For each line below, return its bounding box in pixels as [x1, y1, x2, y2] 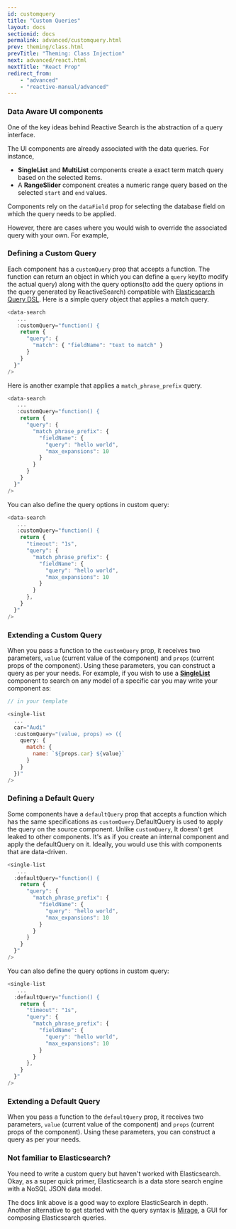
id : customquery [7, 10, 55, 18]
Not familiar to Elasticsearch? [7, 1153, 111, 1163]
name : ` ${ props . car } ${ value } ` [33, 750, 125, 757]
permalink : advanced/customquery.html [7, 37, 122, 44]
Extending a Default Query [7, 1096, 101, 1106]
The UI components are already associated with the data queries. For [7, 144, 210, 153]
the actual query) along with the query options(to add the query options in [7, 280, 224, 288]
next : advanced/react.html [7, 57, 87, 64]
